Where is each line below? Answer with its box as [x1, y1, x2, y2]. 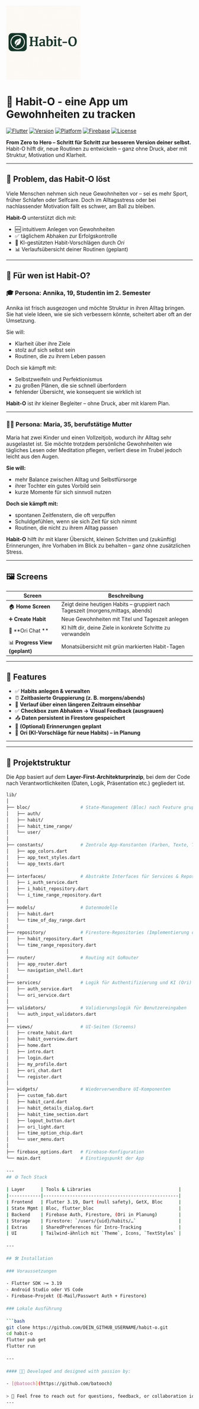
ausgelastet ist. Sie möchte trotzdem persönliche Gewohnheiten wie [6, 440, 172, 447]
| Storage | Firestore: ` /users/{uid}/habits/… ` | [6, 1218, 182, 1224]
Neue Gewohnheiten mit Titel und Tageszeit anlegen [61, 615, 189, 623]
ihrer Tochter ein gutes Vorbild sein [14, 482, 101, 489]
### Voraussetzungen [6, 1268, 57, 1274]
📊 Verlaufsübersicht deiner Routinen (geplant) [14, 245, 129, 252]
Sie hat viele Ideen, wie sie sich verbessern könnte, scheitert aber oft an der [6, 311, 192, 318]
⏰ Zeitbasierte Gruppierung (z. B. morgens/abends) [14, 694, 145, 702]
